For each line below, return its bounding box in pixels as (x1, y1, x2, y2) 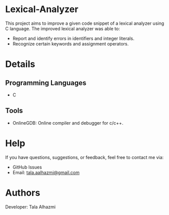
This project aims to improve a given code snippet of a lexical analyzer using (5, 20, 164, 26)
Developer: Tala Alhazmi (5, 203, 56, 210)
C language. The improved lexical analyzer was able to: (5, 25, 120, 31)
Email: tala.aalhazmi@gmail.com (12, 169, 80, 175)
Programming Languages (5, 78, 87, 87)
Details (5, 59, 35, 70)
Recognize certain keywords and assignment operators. (12, 40, 129, 46)
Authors (5, 187, 40, 198)
